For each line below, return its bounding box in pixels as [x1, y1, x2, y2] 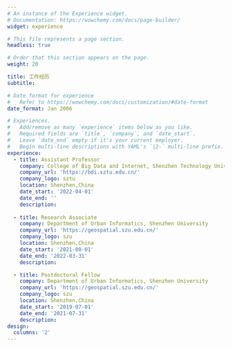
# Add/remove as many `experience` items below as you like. [7, 124, 193, 131]
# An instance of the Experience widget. [7, 10, 128, 17]
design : [7, 323, 30, 330]
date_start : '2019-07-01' [19, 303, 95, 310]
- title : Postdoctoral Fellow [13, 271, 100, 279]
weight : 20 [7, 61, 39, 68]
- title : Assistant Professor [13, 156, 100, 163]
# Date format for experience [7, 92, 95, 99]
